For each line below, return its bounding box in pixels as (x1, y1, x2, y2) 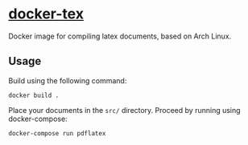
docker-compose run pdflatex (8, 129, 106, 137)
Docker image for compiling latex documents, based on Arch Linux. (8, 31, 232, 41)
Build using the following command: (8, 75, 127, 85)
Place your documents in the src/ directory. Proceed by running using (8, 105, 241, 115)
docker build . (8, 91, 60, 99)
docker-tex (8, 5, 85, 23)
